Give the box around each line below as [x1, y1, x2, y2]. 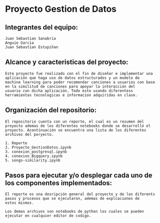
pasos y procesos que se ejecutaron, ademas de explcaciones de [5, 196, 140, 201]
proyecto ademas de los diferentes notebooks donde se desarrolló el [5, 123, 151, 128]
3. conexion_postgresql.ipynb [5, 149, 67, 154]
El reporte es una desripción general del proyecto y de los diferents [5, 192, 155, 197]
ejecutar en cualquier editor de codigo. [5, 213, 92, 219]
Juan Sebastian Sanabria [5, 36, 56, 41]
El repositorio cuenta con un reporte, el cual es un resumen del [5, 119, 144, 124]
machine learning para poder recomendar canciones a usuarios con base [5, 80, 155, 85]
